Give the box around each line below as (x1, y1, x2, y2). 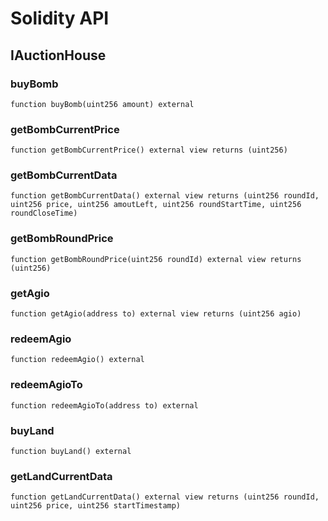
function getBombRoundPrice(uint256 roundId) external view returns (10, 254, 302, 264)
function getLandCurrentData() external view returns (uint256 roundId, (10, 492, 320, 502)
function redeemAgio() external (10, 355, 145, 365)
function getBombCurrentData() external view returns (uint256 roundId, (10, 191, 320, 201)
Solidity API (10, 7, 110, 30)
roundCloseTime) (10, 208, 78, 219)
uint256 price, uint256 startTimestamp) (10, 501, 182, 511)
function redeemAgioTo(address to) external (10, 400, 199, 411)
